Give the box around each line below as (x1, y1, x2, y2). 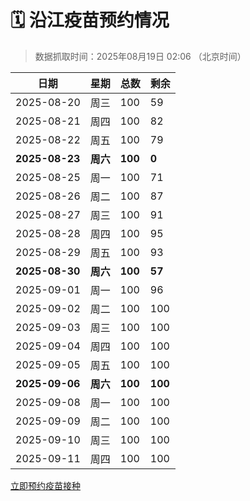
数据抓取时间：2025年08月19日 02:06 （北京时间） (34, 50, 247, 62)
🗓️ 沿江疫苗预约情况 (10, 9, 170, 32)
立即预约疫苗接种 (10, 479, 81, 491)
